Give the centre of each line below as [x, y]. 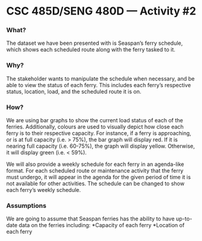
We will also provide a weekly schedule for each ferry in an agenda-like [95, 164]
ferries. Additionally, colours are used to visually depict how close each [95, 127]
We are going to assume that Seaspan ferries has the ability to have [90, 219]
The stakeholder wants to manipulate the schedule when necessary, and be [100, 78]
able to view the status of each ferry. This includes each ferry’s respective [99, 85]
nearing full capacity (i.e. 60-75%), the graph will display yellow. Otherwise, [101, 146]
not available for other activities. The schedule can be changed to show [95, 183]
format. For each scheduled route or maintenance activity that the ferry [95, 171]
